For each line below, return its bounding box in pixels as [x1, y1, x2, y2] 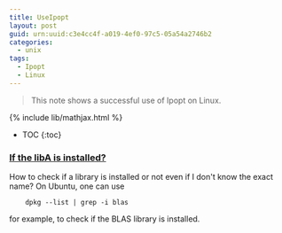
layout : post [9, 21, 58, 30]
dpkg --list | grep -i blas [25, 198, 129, 207]
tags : [9, 54, 29, 63]
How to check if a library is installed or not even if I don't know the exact [9, 172, 273, 183]
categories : [9, 37, 53, 47]
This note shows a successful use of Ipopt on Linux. [30, 95, 222, 105]
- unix [17, 46, 42, 55]
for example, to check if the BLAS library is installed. [9, 214, 200, 224]
